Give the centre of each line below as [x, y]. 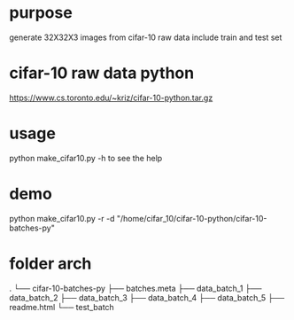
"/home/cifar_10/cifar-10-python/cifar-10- [192, 218]
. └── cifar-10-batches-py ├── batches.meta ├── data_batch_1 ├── [135, 288]
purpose [41, 13]
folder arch [50, 263]
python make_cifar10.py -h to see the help [86, 158]
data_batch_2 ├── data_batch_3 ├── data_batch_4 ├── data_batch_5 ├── [147, 297]
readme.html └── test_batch [62, 307]
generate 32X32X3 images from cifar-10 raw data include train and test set [146, 37]
